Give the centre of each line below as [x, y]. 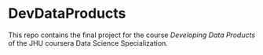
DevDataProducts [67, 14]
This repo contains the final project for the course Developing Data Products [132, 35]
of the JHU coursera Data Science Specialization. [88, 43]
